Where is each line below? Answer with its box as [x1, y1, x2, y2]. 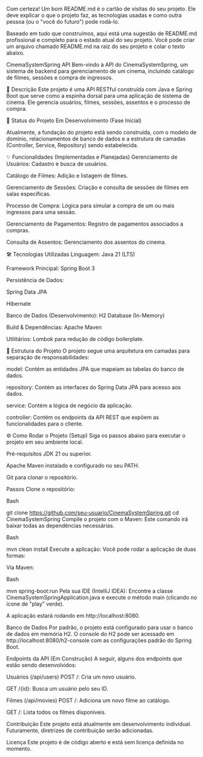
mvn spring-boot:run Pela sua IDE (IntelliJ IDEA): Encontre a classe [6, 587, 173, 595]
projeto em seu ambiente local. [6, 438, 84, 446]
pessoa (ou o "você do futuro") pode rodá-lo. [6, 18, 120, 25]
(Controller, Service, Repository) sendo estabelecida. [6, 142, 139, 148]
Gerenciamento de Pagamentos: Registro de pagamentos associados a [6, 220, 184, 227]
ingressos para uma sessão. [6, 209, 77, 215]
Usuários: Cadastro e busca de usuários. [6, 161, 108, 167]
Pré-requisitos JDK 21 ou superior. [6, 450, 92, 457]
